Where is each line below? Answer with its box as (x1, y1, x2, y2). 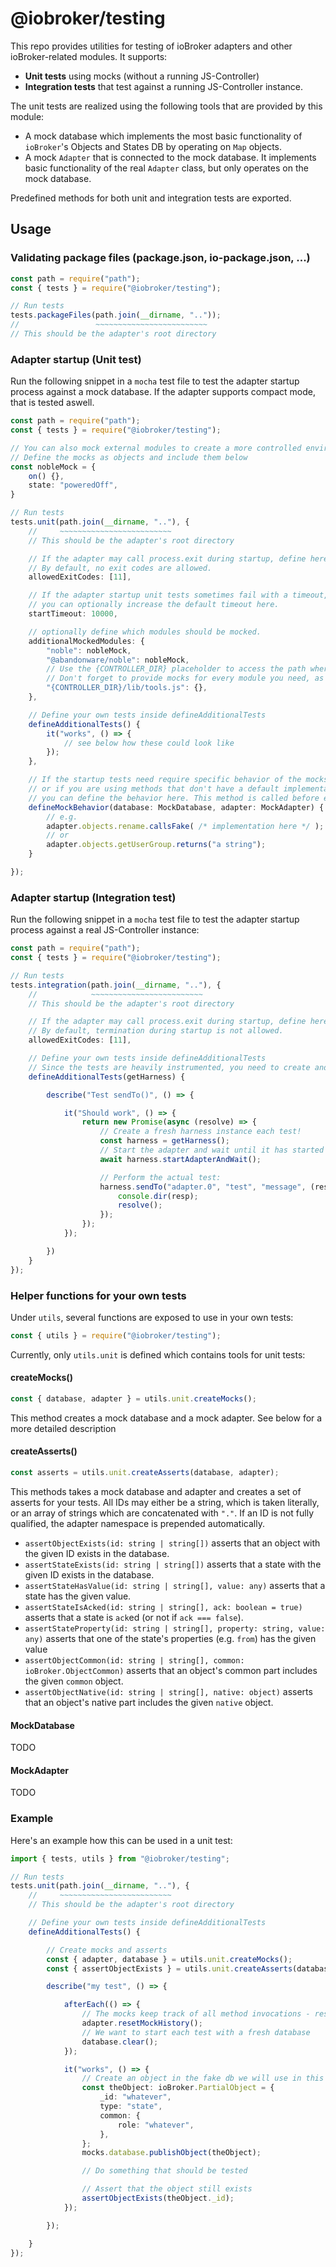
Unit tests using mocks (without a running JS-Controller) (24, 70, 260, 82)
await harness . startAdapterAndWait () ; (99, 1154, 262, 1164)
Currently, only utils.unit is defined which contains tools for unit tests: (10, 1348, 306, 1361)
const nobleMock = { (10, 462, 97, 472)
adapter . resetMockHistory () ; (81, 2018, 203, 2028)
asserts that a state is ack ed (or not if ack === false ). (24, 1611, 244, 1623)
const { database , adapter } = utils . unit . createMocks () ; (10, 1393, 257, 1404)
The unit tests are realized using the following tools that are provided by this (10, 100, 323, 112)
